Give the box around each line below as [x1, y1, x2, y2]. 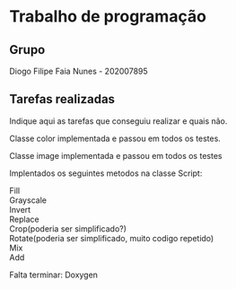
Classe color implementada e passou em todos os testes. [9, 133, 222, 144]
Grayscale [9, 195, 48, 206]
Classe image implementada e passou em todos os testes [9, 150, 223, 161]
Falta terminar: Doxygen [9, 269, 99, 280]
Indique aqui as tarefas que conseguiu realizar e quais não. [9, 115, 228, 127]
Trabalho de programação [9, 6, 206, 27]
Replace [9, 214, 39, 224]
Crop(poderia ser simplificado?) [9, 223, 127, 234]
